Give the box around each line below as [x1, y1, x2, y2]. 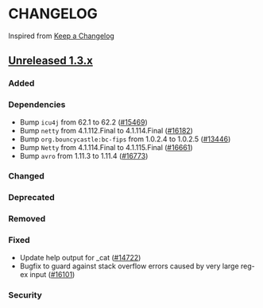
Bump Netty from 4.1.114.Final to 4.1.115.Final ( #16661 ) [19, 142, 193, 152]
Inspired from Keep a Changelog [8, 31, 115, 40]
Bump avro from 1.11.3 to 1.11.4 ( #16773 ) [19, 151, 149, 160]
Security [8, 289, 42, 300]
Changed [8, 171, 45, 182]
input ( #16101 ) [29, 269, 75, 279]
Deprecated [8, 192, 56, 203]
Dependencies [8, 99, 66, 110]
